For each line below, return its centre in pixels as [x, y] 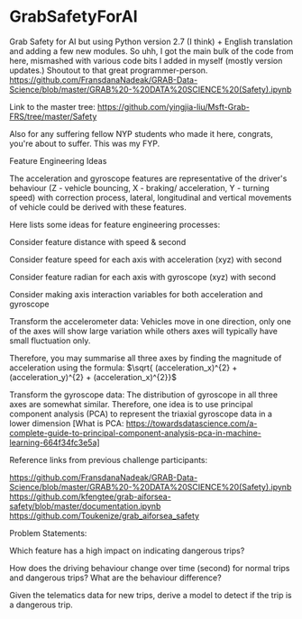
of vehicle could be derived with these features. [98, 207]
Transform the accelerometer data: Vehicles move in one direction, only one [150, 321]
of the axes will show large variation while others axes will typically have [143, 331]
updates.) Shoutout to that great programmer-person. [109, 70]
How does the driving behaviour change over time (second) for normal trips [150, 568]
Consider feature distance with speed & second [98, 241]
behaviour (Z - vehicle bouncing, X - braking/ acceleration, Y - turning [140, 187]
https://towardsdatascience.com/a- [192, 423]
